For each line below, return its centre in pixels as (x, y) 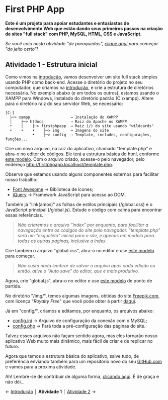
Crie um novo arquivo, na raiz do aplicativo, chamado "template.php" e (79, 148)
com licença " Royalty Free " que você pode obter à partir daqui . (71, 301)
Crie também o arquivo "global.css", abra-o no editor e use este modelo (80, 250)
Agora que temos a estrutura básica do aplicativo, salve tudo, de (72, 356)
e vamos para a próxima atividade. (41, 367)
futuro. (12, 346)
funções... (17, 139)
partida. (13, 286)
